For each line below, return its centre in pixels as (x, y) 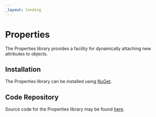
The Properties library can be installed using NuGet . (59, 81)
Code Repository (32, 97)
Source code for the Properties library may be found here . (65, 109)
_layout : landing (23, 10)
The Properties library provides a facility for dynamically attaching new (78, 48)
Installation (23, 69)
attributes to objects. (26, 53)
